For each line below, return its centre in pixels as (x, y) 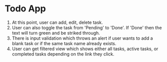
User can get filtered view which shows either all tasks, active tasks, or (85, 49)
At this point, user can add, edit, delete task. (57, 22)
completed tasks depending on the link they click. (63, 54)
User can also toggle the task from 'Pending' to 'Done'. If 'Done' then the (87, 27)
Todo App (25, 9)
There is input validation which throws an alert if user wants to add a (82, 38)
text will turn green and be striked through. (56, 33)
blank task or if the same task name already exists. (64, 43)
